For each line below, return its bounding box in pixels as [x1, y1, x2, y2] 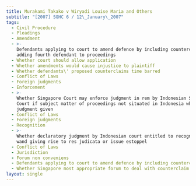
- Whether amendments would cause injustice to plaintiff [11, 62, 156, 69]
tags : [6, 19, 19, 25]
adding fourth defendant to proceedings [16, 52, 116, 58]
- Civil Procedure [11, 24, 57, 31]
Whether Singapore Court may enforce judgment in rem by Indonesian [16, 95, 187, 101]
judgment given [16, 106, 54, 112]
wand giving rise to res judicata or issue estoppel [16, 138, 148, 145]
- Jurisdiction [11, 149, 48, 155]
